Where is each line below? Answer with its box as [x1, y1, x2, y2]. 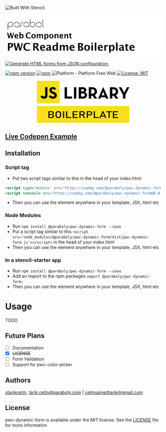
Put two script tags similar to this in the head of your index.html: [12, 175, 142, 181]
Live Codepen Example [5, 133, 78, 141]
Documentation [12, 344, 44, 351]
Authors [5, 376, 31, 384]
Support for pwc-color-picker [12, 361, 73, 367]
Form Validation [12, 356, 44, 362]
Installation [5, 149, 41, 158]
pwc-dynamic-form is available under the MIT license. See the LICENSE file [5, 417, 159, 423]
